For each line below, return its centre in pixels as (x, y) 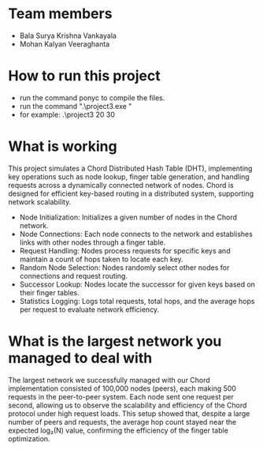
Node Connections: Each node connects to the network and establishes (136, 234)
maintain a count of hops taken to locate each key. (101, 259)
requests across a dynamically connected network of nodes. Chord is (121, 185)
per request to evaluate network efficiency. (89, 309)
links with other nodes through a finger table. (93, 242)
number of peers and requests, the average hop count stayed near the (122, 422)
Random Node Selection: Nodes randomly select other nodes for (124, 267)
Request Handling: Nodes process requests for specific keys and (125, 250)
